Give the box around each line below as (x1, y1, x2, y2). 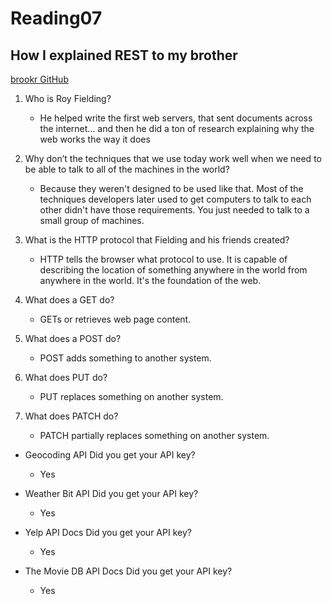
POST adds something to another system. (39, 352, 212, 364)
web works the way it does (39, 133, 151, 145)
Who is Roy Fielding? (24, 93, 112, 104)
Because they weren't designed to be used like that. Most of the (39, 183, 304, 194)
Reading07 (10, 7, 103, 30)
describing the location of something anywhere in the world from (39, 264, 308, 276)
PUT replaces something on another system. (39, 391, 224, 402)
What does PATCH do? (24, 410, 119, 422)
